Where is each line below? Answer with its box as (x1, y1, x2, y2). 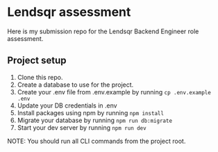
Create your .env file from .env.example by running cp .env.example (17, 87, 212, 96)
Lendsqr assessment (7, 4, 131, 20)
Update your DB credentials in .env (17, 101, 117, 110)
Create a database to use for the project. (17, 81, 134, 89)
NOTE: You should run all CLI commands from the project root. (7, 137, 186, 145)
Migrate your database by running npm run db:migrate (17, 116, 172, 124)
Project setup (7, 55, 67, 67)
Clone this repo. (17, 73, 63, 81)
